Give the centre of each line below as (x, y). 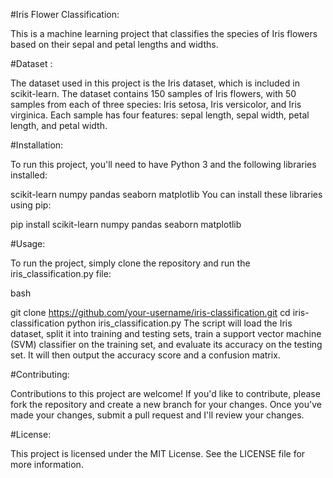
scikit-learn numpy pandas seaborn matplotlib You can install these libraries (166, 194)
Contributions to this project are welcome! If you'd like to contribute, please (165, 393)
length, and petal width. (59, 125)
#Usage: (28, 243)
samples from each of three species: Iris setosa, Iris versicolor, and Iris (156, 104)
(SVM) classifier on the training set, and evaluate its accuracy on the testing (166, 344)
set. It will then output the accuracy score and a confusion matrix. (145, 355)
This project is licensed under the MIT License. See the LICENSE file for (158, 453)
